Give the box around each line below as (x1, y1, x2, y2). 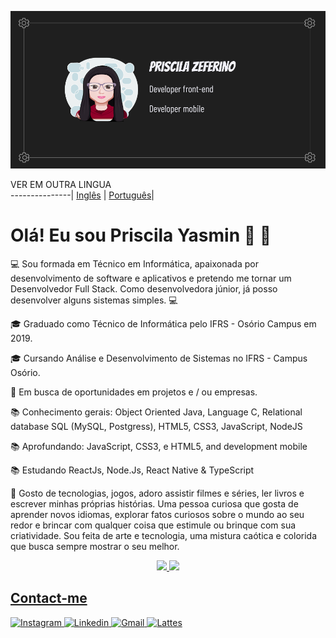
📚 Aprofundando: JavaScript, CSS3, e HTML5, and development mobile (10, 440, 308, 452)
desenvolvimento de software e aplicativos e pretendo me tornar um (10, 272, 292, 284)
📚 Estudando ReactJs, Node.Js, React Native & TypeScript (10, 464, 255, 476)
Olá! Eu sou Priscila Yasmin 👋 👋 (10, 224, 272, 247)
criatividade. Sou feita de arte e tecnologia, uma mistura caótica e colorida (10, 529, 318, 541)
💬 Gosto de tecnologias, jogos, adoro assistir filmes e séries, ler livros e (10, 487, 305, 499)
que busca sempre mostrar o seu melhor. (10, 540, 180, 552)
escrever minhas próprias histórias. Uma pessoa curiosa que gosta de (10, 497, 299, 510)
